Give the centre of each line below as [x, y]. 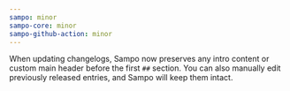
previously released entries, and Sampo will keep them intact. [121, 78]
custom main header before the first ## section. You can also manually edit [145, 68]
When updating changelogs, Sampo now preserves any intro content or [139, 59]
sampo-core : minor [43, 26]
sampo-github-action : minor [61, 34]
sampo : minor [33, 17]
